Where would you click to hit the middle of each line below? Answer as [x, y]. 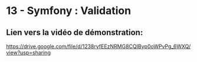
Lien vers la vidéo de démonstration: [75, 32]
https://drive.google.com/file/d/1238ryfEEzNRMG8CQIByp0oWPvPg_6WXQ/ [98, 46]
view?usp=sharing [29, 53]
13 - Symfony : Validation [69, 11]
